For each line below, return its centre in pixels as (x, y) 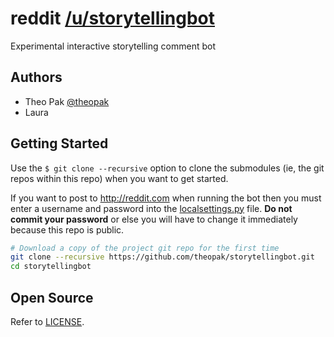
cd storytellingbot (51, 267)
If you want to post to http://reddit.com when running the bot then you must (166, 198)
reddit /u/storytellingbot (113, 18)
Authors (36, 77)
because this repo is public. (67, 229)
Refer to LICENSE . (47, 321)
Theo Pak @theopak (67, 101)
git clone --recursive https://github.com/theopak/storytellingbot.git (162, 257)
